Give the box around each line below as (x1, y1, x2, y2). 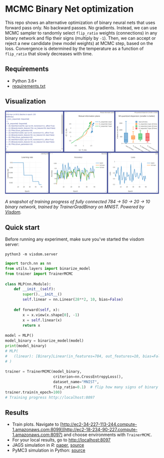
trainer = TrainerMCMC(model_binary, (5, 369, 82, 374)
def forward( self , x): (14, 307, 60, 312)
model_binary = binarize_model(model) (5, 338, 84, 343)
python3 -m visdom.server (5, 252, 58, 257)
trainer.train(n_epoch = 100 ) (5, 390, 62, 394)
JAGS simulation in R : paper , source (12, 442, 84, 448)
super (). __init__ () (22, 292, 62, 297)
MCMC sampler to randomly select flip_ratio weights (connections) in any (5, 30, 158, 36)
